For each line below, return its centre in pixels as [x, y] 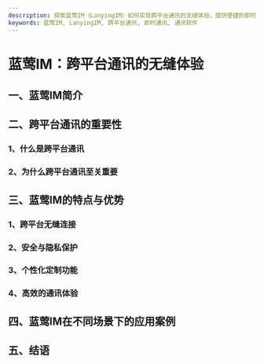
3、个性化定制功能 [43, 270]
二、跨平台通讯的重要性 [65, 125]
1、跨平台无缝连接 [42, 224]
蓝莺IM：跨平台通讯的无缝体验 [106, 64]
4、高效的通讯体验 [43, 293]
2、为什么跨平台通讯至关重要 [63, 172]
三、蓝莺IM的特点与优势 [66, 200]
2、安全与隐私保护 [43, 247]
